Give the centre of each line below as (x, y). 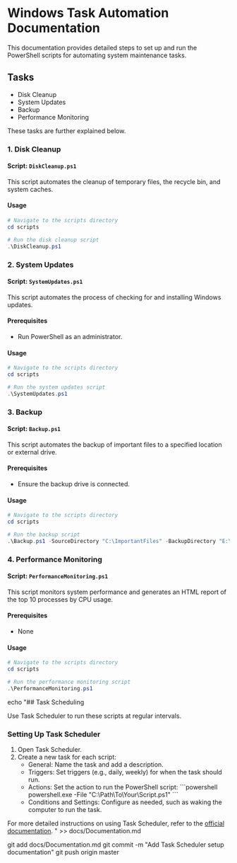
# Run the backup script (44, 535)
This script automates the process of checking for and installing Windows (114, 297)
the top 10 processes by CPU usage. (60, 599)
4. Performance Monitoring (55, 559)
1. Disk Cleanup (34, 149)
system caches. (30, 189)
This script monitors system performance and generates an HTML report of (117, 592)
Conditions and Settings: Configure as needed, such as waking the (125, 802)
